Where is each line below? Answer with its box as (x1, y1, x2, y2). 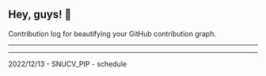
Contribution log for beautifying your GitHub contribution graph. (8, 28, 216, 38)
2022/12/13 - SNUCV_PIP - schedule (8, 59, 127, 68)
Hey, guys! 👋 (8, 8, 72, 21)
